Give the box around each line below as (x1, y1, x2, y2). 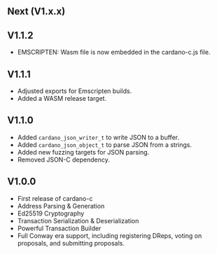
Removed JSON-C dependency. (17, 155, 111, 164)
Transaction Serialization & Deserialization (17, 216, 139, 225)
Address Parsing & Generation (17, 202, 105, 210)
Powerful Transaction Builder (17, 224, 101, 232)
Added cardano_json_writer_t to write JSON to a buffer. (17, 133, 180, 141)
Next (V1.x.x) (7, 6, 66, 17)
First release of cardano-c (17, 194, 93, 202)
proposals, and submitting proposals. (17, 239, 125, 247)
